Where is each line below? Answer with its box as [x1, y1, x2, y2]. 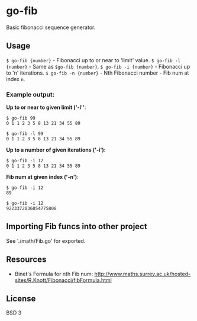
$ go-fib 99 [6, 115, 35, 121]
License [6, 294, 36, 304]
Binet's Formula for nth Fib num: [14, 270, 93, 277]
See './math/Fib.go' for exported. [6, 237, 86, 244]
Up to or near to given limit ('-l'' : [6, 104, 86, 111]
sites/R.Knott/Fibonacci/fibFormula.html [14, 277, 112, 284]
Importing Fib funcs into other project [6, 222, 147, 232]
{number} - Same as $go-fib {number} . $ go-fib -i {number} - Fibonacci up [6, 63, 190, 70]
